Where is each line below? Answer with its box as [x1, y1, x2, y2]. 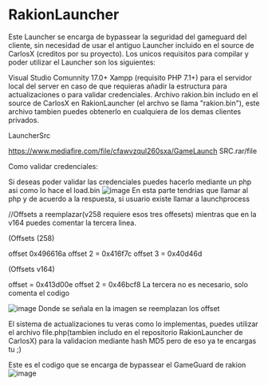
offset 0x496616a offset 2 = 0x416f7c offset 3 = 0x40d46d [8, 249, 203, 258]
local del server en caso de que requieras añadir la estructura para [8, 81, 227, 91]
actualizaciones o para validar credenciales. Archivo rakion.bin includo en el [8, 89, 258, 99]
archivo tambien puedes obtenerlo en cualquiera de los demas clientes [8, 106, 242, 116]
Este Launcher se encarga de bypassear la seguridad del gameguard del [8, 32, 247, 41]
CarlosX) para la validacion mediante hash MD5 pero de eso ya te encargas [8, 336, 257, 345]
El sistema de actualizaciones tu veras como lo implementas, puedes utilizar [8, 319, 258, 329]
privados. [8, 115, 40, 124]
